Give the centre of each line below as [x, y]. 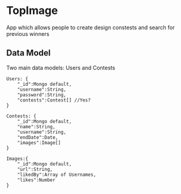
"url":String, [35, 169]
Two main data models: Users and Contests [61, 68]
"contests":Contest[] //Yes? [54, 100]
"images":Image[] [39, 143]
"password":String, [42, 95]
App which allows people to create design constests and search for [90, 27]
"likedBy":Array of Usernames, [57, 175]
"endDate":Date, [38, 137]
